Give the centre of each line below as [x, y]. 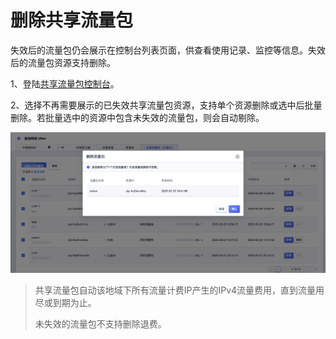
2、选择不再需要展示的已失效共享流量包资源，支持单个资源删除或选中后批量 [166, 105]
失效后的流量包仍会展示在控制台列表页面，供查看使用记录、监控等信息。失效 [168, 50]
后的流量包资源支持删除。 [63, 62]
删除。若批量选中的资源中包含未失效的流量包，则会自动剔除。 [137, 117]
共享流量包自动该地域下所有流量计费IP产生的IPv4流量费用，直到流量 [175, 290]
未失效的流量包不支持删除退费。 [100, 323]
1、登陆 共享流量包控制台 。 [65, 83]
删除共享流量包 [72, 20]
